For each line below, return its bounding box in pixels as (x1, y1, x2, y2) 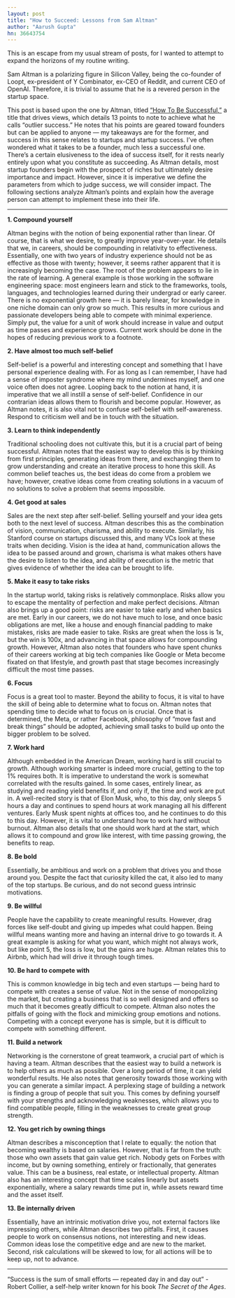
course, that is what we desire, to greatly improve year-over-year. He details (7, 236, 227, 245)
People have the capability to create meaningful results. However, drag (7, 915, 212, 924)
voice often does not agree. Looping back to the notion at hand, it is (7, 383, 203, 391)
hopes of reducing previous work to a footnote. (7, 334, 143, 342)
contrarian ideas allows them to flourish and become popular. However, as (7, 397, 222, 407)
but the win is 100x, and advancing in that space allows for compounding (7, 636, 218, 644)
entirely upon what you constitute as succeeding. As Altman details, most (7, 158, 219, 167)
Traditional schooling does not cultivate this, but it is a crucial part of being (7, 439, 222, 449)
